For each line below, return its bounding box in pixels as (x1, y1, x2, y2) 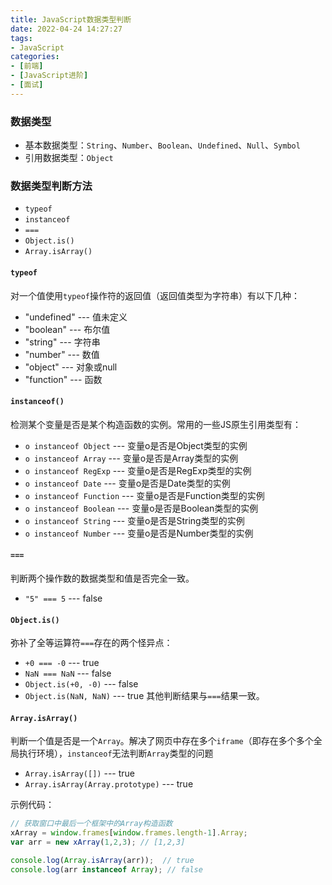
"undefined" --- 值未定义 (24, 311, 128, 323)
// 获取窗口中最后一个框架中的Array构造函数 (10, 819, 173, 829)
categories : (10, 52, 60, 62)
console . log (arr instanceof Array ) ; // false (10, 864, 203, 875)
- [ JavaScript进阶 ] (10, 71, 89, 81)
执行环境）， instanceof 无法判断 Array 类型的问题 (18, 747, 214, 760)
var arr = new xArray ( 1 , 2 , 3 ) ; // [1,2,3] (10, 837, 186, 848)
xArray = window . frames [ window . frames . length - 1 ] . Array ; (10, 828, 248, 838)
